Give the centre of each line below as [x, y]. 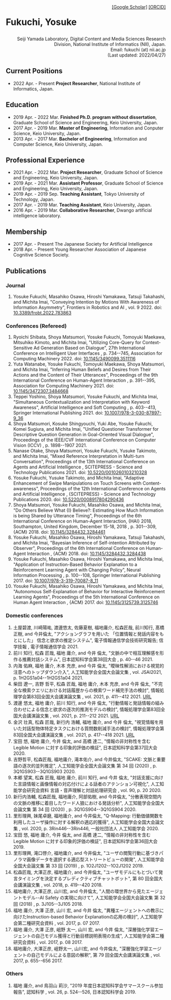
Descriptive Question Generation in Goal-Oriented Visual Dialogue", [83, 435]
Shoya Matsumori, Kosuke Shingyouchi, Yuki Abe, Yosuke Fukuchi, [83, 424]
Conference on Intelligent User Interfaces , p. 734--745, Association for [88, 353]
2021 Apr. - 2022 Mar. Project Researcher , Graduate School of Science [88, 172]
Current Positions [34, 71]
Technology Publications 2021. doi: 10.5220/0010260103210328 [80, 472]
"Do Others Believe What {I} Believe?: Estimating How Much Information [88, 510]
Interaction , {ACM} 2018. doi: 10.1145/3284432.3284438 [86, 554]
